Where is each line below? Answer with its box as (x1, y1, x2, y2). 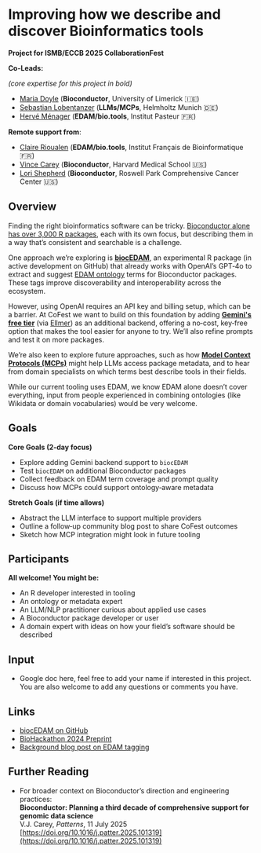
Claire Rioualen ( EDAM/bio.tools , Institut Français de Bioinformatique (19, 142, 245, 152)
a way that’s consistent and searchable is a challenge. (8, 237, 183, 247)
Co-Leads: (8, 63, 44, 72)
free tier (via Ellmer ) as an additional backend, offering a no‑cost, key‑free (8, 318, 248, 328)
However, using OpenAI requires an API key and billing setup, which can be (8, 301, 251, 311)
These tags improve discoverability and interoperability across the (8, 277, 222, 287)
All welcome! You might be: (8, 573, 100, 583)
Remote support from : (8, 127, 82, 137)
